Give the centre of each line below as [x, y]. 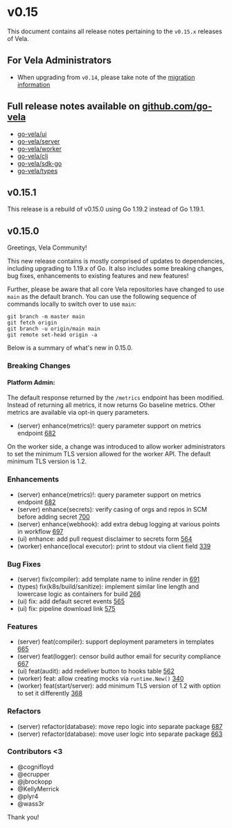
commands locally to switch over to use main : [72, 304]
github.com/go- [177, 106]
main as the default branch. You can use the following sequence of [102, 297]
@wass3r [31, 803]
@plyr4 [28, 796]
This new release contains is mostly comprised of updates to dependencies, [116, 261]
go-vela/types [37, 171]
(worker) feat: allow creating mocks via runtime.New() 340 [100, 679]
